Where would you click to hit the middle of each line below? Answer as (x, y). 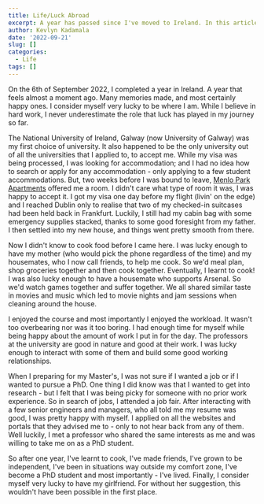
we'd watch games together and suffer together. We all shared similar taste (130, 287)
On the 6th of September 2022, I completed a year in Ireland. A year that (125, 89)
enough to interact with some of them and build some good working (118, 352)
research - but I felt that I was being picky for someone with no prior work (128, 393)
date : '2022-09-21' (40, 37)
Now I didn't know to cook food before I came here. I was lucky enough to (128, 245)
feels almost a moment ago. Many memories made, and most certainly (122, 97)
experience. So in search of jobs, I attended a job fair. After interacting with (130, 401)
